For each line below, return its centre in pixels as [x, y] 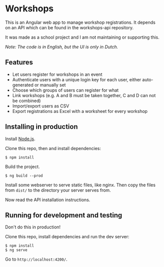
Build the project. [22, 166]
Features [19, 62]
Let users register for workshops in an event [57, 74]
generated [23, 85]
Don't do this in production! [33, 227]
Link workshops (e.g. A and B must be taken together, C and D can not [84, 95]
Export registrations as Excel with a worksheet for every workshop [80, 111]
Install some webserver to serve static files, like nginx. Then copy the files [80, 185]
